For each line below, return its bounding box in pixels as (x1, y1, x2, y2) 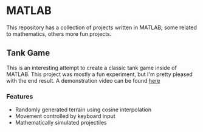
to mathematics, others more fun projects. (6, 30, 112, 37)
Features (6, 92, 33, 100)
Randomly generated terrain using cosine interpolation (15, 106, 152, 113)
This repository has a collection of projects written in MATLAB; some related (6, 24, 198, 31)
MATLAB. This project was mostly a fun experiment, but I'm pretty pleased (6, 71, 193, 78)
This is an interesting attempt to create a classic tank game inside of (6, 64, 177, 71)
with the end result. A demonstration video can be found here (6, 77, 160, 84)
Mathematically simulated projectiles (15, 119, 108, 127)
